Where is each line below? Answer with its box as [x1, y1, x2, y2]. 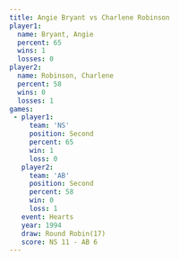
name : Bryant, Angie [17, 29, 94, 38]
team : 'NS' [29, 122, 70, 130]
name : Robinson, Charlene [17, 71, 115, 80]
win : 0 [29, 196, 54, 205]
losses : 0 [17, 55, 54, 63]
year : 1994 [21, 221, 63, 230]
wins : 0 [17, 88, 47, 96]
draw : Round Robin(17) [21, 229, 106, 238]
